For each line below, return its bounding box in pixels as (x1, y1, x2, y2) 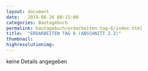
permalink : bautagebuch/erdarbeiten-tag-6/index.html (6, 25, 143, 31)
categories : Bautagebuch (6, 20, 68, 25)
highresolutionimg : (6, 42, 55, 48)
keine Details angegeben (6, 57, 67, 65)
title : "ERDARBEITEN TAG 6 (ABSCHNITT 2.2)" (6, 31, 121, 37)
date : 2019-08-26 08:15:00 (6, 14, 79, 20)
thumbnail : (6, 36, 33, 42)
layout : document (6, 8, 50, 15)
